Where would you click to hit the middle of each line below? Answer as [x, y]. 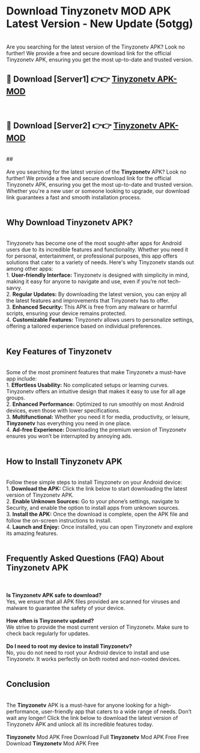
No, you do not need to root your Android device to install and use [88, 652]
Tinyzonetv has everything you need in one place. [69, 423]
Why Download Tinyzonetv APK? [70, 222]
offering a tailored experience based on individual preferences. [84, 326]
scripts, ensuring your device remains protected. [66, 313]
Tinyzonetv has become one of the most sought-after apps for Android [94, 243]
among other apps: [30, 269]
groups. [16, 398]
